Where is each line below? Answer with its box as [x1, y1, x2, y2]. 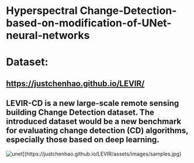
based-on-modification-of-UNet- [6, 16, 172, 30]
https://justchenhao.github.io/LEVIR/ [6, 79, 145, 88]
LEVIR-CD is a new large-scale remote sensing [6, 98, 179, 108]
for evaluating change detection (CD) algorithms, [6, 126, 189, 136]
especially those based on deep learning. [6, 135, 160, 145]
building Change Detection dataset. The [6, 108, 155, 118]
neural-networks [6, 29, 90, 42]
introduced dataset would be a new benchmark [6, 116, 182, 126]
